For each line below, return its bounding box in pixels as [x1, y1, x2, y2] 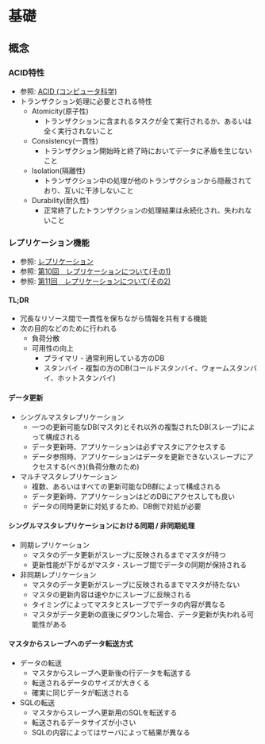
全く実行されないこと [43, 126, 113, 136]
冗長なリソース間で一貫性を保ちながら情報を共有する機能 [19, 314, 208, 324]
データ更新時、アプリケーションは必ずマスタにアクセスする [31, 442, 226, 451]
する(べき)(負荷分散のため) [52, 462, 140, 471]
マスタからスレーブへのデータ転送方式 [8, 639, 133, 649]
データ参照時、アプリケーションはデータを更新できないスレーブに [31, 451, 248, 461]
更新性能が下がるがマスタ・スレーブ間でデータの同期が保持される [31, 560, 248, 570]
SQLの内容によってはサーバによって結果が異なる [31, 727, 190, 737]
